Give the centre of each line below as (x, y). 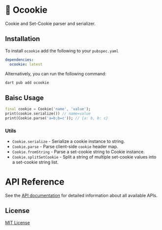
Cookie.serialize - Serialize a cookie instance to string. (68, 141)
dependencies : (20, 60)
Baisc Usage (24, 98)
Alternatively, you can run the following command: (56, 73)
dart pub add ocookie (27, 83)
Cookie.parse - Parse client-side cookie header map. (65, 147)
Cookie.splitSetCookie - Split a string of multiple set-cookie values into (84, 157)
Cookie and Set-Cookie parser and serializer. (50, 23)
